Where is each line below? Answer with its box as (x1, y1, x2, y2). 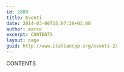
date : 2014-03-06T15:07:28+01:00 (6, 20, 91, 26)
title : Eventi (6, 15, 43, 21)
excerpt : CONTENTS (6, 32, 53, 38)
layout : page (6, 37, 40, 43)
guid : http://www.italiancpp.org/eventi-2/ (6, 43, 119, 49)
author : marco (6, 26, 43, 32)
